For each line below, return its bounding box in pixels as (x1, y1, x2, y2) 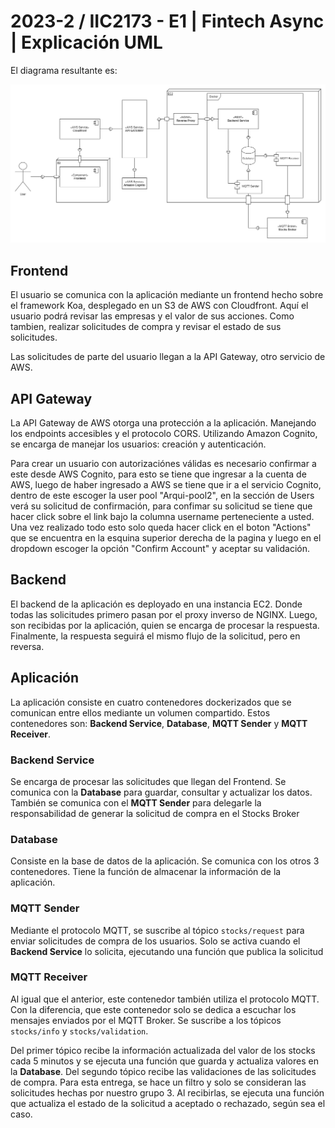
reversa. (10, 640, 45, 652)
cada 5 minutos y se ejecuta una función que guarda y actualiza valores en (10, 1055, 319, 1067)
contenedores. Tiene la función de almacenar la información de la (10, 866, 282, 878)
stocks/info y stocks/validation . (10, 1025, 149, 1037)
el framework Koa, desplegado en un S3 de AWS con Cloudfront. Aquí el (10, 300, 309, 312)
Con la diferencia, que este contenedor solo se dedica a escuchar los (10, 1003, 297, 1015)
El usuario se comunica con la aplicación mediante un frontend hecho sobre (10, 289, 324, 301)
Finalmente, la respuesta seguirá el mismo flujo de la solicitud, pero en (10, 630, 301, 642)
